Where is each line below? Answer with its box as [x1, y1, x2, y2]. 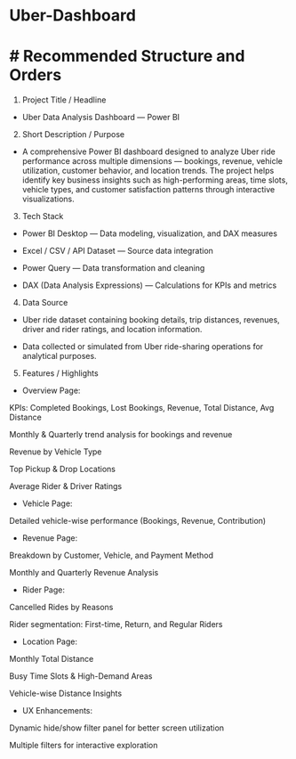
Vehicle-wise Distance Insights [9, 688, 123, 699]
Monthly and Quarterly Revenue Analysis [9, 567, 159, 578]
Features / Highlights [21, 368, 100, 379]
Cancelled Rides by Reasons [9, 602, 114, 613]
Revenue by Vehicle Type [9, 446, 102, 457]
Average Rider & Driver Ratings [9, 481, 123, 492]
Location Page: [21, 636, 78, 647]
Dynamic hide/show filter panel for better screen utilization [9, 722, 225, 733]
